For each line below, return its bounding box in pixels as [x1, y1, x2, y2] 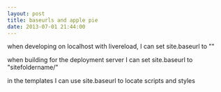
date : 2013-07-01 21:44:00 [7, 23, 86, 30]
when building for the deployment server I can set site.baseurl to [7, 56, 193, 64]
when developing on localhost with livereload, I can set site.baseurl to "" [7, 43, 215, 51]
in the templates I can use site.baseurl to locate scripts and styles [7, 77, 195, 85]
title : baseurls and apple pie [7, 17, 98, 24]
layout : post [7, 10, 45, 17]
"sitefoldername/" [7, 63, 59, 72]
